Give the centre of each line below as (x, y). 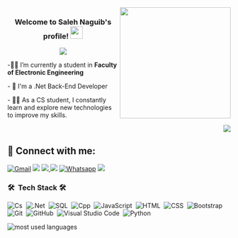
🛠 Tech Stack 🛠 (37, 188)
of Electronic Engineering (45, 72)
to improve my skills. (37, 115)
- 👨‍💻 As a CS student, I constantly (57, 100)
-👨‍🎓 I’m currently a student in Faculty (62, 65)
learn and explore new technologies (59, 108)
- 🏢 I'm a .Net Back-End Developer (57, 86)
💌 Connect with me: (51, 151)
